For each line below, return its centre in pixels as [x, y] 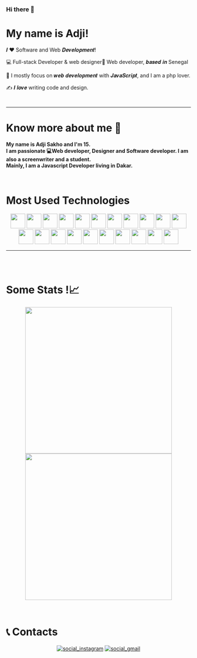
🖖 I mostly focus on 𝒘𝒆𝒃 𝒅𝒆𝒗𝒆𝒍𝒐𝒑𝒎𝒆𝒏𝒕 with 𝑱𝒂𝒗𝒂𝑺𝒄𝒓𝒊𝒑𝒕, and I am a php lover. [98, 75]
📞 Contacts [32, 632]
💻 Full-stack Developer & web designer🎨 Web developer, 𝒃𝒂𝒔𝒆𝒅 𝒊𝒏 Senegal [97, 62]
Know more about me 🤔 [64, 128]
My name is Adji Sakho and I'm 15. [48, 144]
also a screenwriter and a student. [49, 159]
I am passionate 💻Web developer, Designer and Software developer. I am [97, 151]
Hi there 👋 [21, 9]
